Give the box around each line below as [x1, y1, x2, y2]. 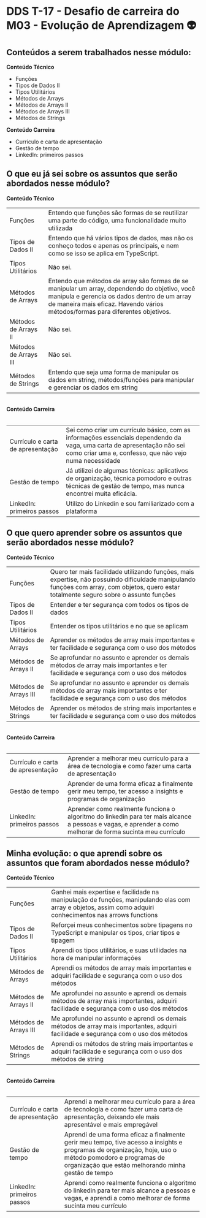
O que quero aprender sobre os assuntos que [6, 528, 183, 538]
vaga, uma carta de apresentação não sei [66, 441, 185, 449]
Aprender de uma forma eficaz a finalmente [67, 779, 193, 788]
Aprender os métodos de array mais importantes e [50, 636, 195, 644]
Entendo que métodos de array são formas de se [48, 276, 189, 285]
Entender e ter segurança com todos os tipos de [50, 600, 189, 609]
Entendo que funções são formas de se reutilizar [48, 208, 188, 217]
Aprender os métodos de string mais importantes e [50, 704, 197, 712]
